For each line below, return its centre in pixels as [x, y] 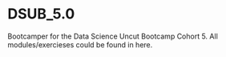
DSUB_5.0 [41, 14]
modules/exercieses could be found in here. [80, 44]
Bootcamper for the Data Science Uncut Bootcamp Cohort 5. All [113, 36]
